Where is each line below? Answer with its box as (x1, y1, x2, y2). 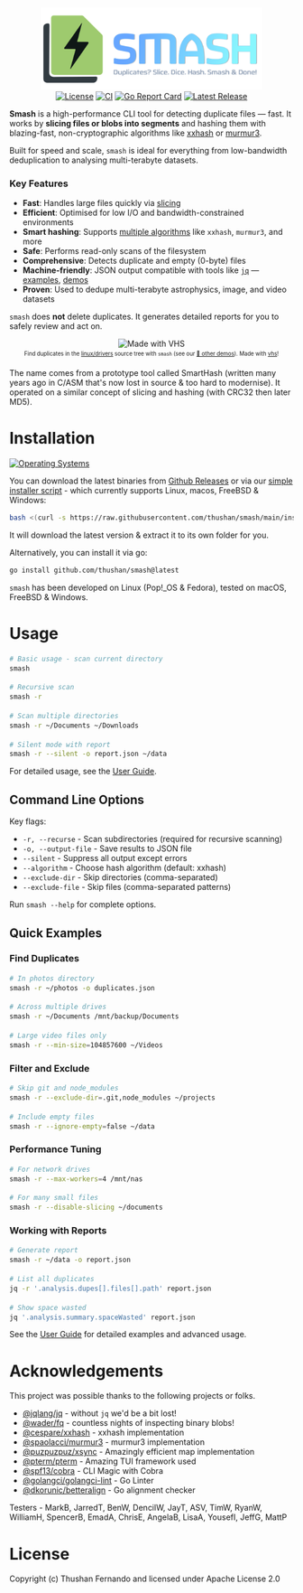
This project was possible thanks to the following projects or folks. (9, 1391, 256, 1401)
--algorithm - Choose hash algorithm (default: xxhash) (22, 862, 227, 874)
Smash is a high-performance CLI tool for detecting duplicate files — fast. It (9, 108, 291, 119)
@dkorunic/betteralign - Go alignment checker (22, 1485, 196, 1495)
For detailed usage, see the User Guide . (9, 766, 157, 777)
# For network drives (9, 1165, 91, 1174)
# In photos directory (9, 974, 95, 983)
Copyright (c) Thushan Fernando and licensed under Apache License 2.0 (9, 1573, 281, 1584)
